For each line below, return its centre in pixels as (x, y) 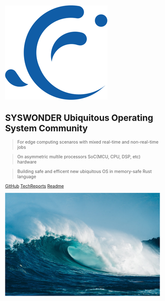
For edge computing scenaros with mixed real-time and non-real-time (88, 142)
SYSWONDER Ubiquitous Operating (79, 118)
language (27, 176)
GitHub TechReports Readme (35, 186)
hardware (27, 162)
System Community (46, 128)
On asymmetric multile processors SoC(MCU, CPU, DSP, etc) (79, 156)
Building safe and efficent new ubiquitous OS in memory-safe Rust (84, 171)
